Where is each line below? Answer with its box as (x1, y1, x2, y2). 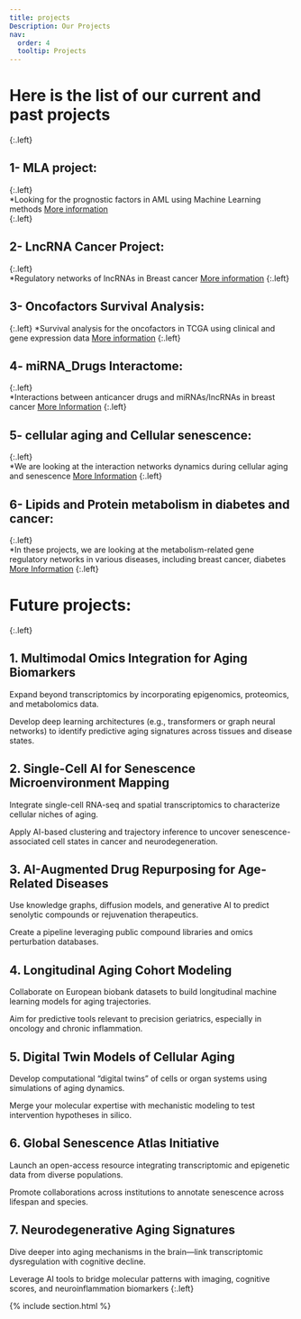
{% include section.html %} (9, 1300, 112, 1311)
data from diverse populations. (9, 1169, 123, 1180)
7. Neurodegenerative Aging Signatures (9, 1223, 236, 1238)
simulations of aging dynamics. (9, 1082, 125, 1093)
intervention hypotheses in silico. (9, 1109, 132, 1120)
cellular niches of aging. (9, 808, 99, 820)
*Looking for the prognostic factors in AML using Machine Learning (9, 194, 261, 205)
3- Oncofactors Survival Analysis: (9, 299, 205, 314)
